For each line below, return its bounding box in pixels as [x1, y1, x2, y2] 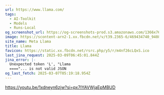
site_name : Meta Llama [5, 39, 51, 44]
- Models [9, 21, 27, 26]
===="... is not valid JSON [9, 67, 67, 71]
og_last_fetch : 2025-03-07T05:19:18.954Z [5, 71, 91, 76]
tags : [5, 12, 16, 17]
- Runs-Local [9, 25, 36, 30]
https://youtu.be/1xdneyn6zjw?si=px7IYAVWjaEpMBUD [5, 84, 116, 90]
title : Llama [5, 44, 32, 48]
